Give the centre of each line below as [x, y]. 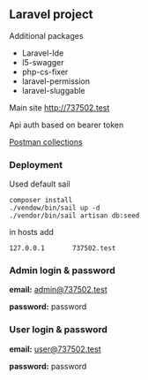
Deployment [36, 164]
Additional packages [46, 35]
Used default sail [40, 184]
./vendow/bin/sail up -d [55, 208]
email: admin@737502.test [58, 290]
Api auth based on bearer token [67, 125]
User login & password [59, 330]
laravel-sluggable [53, 90]
